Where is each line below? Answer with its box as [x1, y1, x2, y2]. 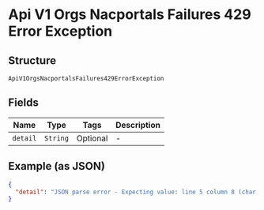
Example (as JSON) [8, 159, 105, 173]
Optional [76, 133, 108, 144]
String [44, 133, 70, 143]
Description [115, 119, 160, 130]
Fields [8, 96, 40, 110]
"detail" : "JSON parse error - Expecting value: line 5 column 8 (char [15, 188, 257, 196]
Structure [8, 54, 57, 67]
